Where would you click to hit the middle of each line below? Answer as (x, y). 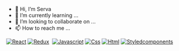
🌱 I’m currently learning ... (47, 15)
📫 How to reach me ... (42, 28)
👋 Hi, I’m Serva (33, 9)
